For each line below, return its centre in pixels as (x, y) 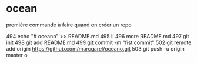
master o (17, 55)
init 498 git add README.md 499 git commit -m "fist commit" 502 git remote (99, 42)
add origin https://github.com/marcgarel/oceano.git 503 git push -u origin (96, 48)
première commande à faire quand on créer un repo (69, 25)
